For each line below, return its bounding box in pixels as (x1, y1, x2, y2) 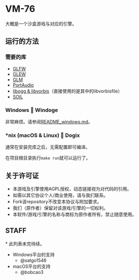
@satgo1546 (20, 257, 47, 263)
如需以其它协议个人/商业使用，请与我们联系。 (12, 192, 108, 198)
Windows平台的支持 (12, 251, 55, 258)
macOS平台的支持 (12, 263, 51, 269)
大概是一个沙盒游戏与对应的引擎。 (5, 20, 77, 27)
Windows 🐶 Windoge (5, 106, 59, 113)
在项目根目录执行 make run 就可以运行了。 (5, 155, 91, 161)
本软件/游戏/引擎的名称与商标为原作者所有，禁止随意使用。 (12, 212, 136, 218)
